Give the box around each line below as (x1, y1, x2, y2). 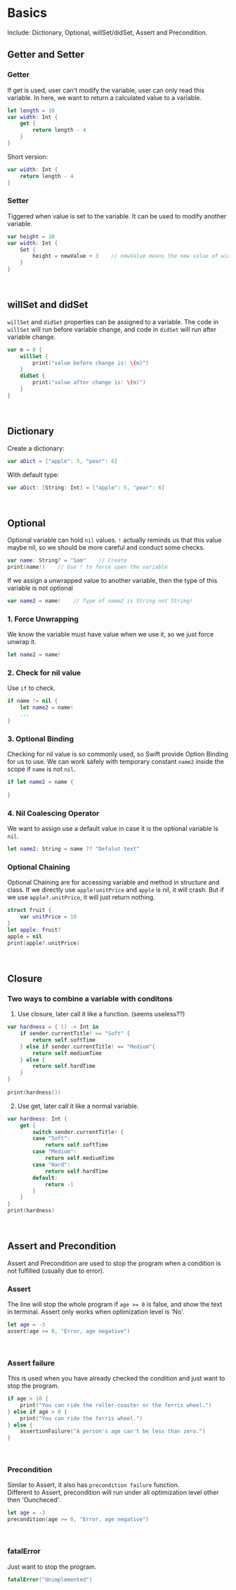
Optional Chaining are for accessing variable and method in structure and (7, 878, 220, 887)
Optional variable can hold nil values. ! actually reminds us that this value (7, 536, 222, 544)
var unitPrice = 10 (20, 913, 77, 920)
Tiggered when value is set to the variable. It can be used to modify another (7, 211, 227, 220)
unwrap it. (7, 638, 37, 646)
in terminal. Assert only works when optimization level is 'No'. (7, 1307, 185, 1316)
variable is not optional (7, 584, 74, 592)
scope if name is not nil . (7, 765, 76, 773)
